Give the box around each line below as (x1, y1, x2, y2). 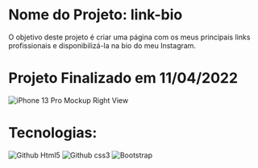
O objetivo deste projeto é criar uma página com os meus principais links (8, 32, 251, 42)
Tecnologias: (8, 124, 98, 142)
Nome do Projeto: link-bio (8, 6, 183, 24)
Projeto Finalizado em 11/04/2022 (8, 69, 239, 88)
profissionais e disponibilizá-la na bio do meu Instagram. (8, 40, 196, 50)
